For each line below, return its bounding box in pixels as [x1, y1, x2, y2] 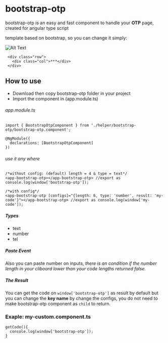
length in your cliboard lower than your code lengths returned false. [5, 266, 146, 272]
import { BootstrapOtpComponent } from [5, 123, 89, 128]
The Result [5, 277, 29, 283]
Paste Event [5, 248, 31, 254]
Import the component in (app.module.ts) [12, 95, 98, 101]
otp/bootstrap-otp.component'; [5, 127, 71, 132]
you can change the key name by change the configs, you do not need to [5, 296, 158, 302]
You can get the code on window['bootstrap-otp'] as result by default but [5, 290, 159, 296]
